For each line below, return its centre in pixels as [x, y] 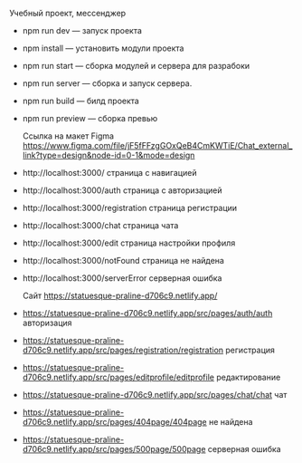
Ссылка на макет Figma [68, 136]
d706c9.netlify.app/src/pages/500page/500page [114, 449]
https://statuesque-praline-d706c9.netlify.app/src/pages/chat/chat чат [155, 395]
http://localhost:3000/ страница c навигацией [109, 173]
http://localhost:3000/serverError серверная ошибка [122, 278]
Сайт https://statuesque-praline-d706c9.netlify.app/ [120, 295]
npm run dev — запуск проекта [82, 30]
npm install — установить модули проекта [103, 48]
